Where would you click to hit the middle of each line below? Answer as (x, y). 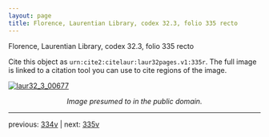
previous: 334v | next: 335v (54, 124)
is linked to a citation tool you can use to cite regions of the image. (118, 70)
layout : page (30, 16)
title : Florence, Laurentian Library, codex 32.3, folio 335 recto (123, 23)
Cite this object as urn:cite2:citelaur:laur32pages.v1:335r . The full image (132, 62)
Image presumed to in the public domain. (134, 101)
